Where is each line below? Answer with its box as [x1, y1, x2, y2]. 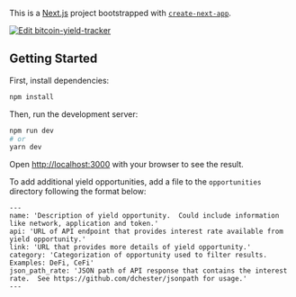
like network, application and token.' [9, 220, 159, 229]
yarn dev [9, 143, 42, 152]
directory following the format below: [9, 186, 147, 197]
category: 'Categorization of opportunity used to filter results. [9, 251, 268, 260]
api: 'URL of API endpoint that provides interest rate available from [9, 227, 283, 237]
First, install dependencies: [9, 75, 110, 85]
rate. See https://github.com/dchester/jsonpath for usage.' [9, 274, 247, 283]
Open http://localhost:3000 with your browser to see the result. [9, 159, 245, 170]
